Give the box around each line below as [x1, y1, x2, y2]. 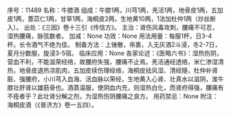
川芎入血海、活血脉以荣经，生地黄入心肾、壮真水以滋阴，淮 [49, 75, 218, 83]
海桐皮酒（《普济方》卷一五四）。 [7, 101, 98, 109]
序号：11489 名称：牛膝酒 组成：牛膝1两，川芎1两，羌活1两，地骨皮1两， [7, 6, 212, 14]
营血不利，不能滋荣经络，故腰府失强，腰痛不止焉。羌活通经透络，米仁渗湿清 [7, 58, 224, 65]
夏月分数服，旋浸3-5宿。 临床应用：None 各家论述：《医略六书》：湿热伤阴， [7, 49, 223, 57]
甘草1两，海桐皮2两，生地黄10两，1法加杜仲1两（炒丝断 [60, 14, 217, 23]
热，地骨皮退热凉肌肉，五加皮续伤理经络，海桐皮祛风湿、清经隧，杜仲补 [7, 66, 212, 74]
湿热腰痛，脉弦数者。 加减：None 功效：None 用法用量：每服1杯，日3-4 [7, 32, 212, 40]
